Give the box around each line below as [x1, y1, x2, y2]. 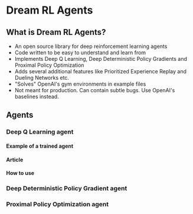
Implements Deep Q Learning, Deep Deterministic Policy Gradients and [14, 56, 187, 62]
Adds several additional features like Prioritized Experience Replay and [14, 68, 187, 74]
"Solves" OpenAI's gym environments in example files [14, 80, 146, 87]
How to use [6, 170, 34, 177]
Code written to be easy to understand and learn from [14, 49, 146, 56]
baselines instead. [14, 93, 59, 100]
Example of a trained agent [6, 142, 74, 150]
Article [6, 156, 24, 163]
